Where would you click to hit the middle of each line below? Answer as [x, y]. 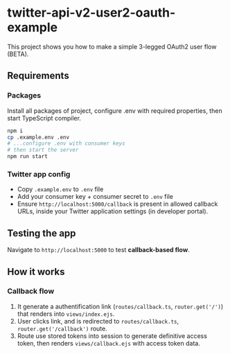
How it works [36, 272]
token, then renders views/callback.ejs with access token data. [109, 343]
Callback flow [31, 291]
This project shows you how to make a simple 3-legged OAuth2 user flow [112, 46]
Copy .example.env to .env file [60, 189]
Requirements [38, 76]
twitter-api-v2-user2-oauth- [91, 13]
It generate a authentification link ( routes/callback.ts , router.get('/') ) [120, 306]
